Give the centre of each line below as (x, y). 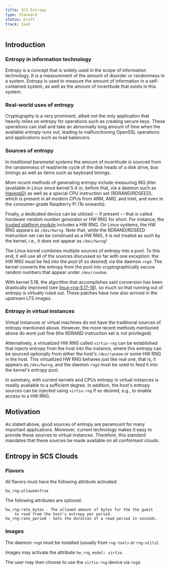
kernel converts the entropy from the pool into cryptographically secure (80, 266)
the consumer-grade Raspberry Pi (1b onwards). (56, 204)
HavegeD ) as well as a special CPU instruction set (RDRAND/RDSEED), (79, 193)
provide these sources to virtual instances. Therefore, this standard (76, 435)
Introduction (25, 44)
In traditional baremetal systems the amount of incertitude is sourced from (83, 162)
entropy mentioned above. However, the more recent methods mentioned (82, 327)
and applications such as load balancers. (48, 138)
